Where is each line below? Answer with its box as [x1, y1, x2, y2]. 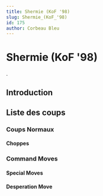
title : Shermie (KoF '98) [6, 8, 70, 15]
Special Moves [6, 169, 43, 176]
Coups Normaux [6, 125, 54, 133]
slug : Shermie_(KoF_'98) [6, 14, 67, 20]
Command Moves [6, 155, 58, 163]
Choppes [6, 140, 30, 147]
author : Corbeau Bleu [6, 25, 60, 31]
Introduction [6, 87, 53, 98]
